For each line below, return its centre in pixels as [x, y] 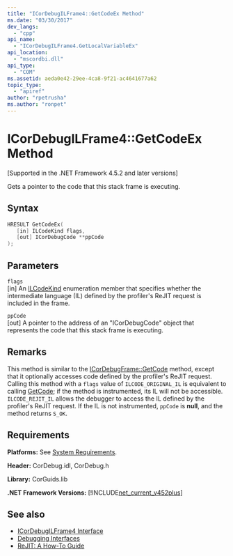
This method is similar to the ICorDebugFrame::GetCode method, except [111, 369]
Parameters [33, 265]
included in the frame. [39, 303]
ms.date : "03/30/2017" [40, 20]
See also [26, 514]
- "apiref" [29, 91]
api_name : [22, 40]
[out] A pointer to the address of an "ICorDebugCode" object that [101, 323]
